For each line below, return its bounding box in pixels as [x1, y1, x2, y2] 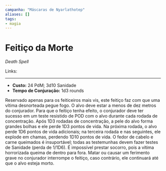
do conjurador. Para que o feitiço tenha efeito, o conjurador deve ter [5, 108, 144, 114]
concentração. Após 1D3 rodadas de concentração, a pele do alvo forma [5, 118, 153, 124]
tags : [5, 16, 16, 21]
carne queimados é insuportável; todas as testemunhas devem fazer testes [5, 139, 158, 145]
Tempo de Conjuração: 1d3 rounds [12, 87, 84, 94]
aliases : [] [5, 12, 30, 17]
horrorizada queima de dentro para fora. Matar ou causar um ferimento [5, 150, 150, 156]
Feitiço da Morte [5, 43, 74, 53]
